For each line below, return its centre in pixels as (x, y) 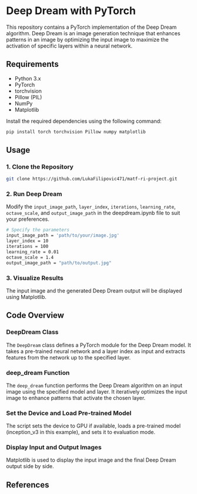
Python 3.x (28, 78)
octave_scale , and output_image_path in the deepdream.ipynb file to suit (93, 213)
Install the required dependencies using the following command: (84, 121)
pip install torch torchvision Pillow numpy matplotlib (76, 132)
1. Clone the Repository (40, 167)
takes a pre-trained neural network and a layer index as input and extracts (96, 351)
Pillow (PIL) (28, 97)
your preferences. (28, 219)
